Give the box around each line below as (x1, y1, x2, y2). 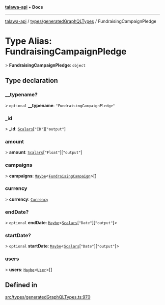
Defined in (5, 281, 38, 289)
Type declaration (5, 76, 58, 85)
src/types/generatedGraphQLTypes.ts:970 (5, 294, 91, 300)
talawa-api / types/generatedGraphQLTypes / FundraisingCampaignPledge (5, 18, 157, 24)
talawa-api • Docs (5, 4, 43, 10)
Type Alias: (5, 35, 53, 47)
